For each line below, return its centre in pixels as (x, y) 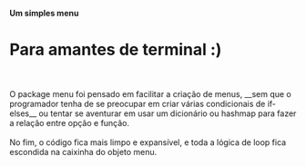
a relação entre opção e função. (70, 122)
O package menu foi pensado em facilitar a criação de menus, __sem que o (150, 93)
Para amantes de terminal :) (116, 50)
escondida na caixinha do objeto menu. (83, 151)
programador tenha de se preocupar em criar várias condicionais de (138, 103)
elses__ (23, 113)
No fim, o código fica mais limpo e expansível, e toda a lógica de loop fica (148, 142)
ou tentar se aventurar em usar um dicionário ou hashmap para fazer (168, 113)
